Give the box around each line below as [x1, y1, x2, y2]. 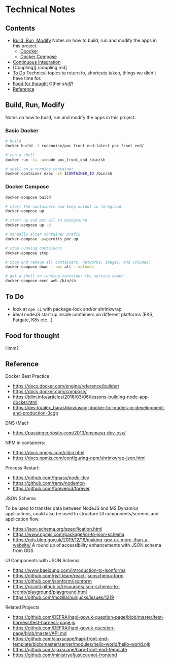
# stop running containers [5, 245, 62, 251]
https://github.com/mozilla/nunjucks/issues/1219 [12, 594, 114, 600]
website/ [12, 542, 31, 548]
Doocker [20, 48, 39, 54]
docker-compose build [5, 195, 51, 200]
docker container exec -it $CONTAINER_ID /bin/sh [5, 171, 113, 176]
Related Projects [5, 604, 40, 611]
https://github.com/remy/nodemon [12, 480, 85, 486]
